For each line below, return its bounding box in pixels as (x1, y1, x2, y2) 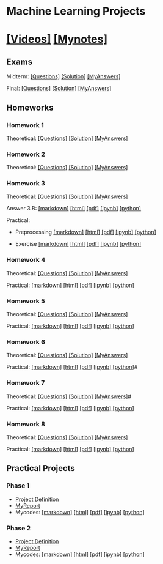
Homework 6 (6, 338, 46, 346)
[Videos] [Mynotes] (6, 32, 108, 46)
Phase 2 (6, 524, 31, 532)
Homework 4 (6, 256, 46, 264)
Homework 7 (6, 379, 45, 387)
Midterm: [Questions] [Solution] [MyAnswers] (6, 73, 121, 80)
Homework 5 (6, 297, 45, 305)
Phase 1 (6, 481, 30, 490)
